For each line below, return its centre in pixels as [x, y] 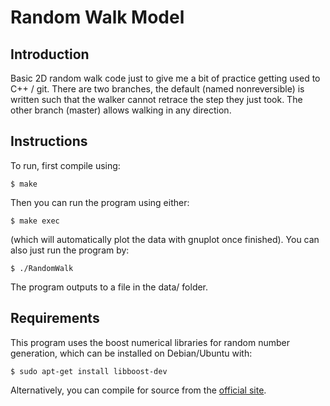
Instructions [49, 141]
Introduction [50, 54]
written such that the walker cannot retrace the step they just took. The [156, 99]
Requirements [55, 318]
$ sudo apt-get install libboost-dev [89, 371]
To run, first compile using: [65, 165]
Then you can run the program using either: [100, 202]
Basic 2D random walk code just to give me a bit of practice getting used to [165, 78]
